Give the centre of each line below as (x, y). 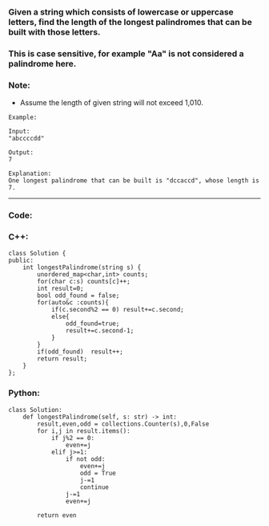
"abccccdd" (26, 139)
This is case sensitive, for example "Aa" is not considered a (126, 53)
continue (94, 487)
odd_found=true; (92, 324)
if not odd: (85, 459)
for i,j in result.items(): (84, 431)
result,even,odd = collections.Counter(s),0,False (123, 424)
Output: (21, 153)
